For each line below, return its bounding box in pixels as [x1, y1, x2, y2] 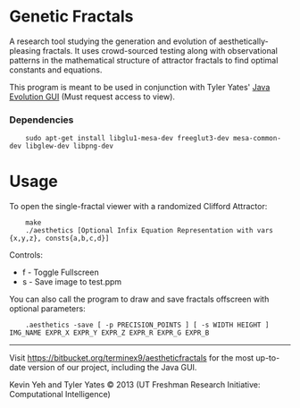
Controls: [9, 250, 43, 260]
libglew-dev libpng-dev [25, 141, 114, 151]
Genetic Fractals [9, 6, 134, 27]
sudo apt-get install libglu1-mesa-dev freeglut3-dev [25, 134, 229, 143]
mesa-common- [232, 134, 281, 143]
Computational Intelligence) [9, 389, 112, 400]
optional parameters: [9, 303, 87, 314]
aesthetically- [218, 36, 270, 47]
